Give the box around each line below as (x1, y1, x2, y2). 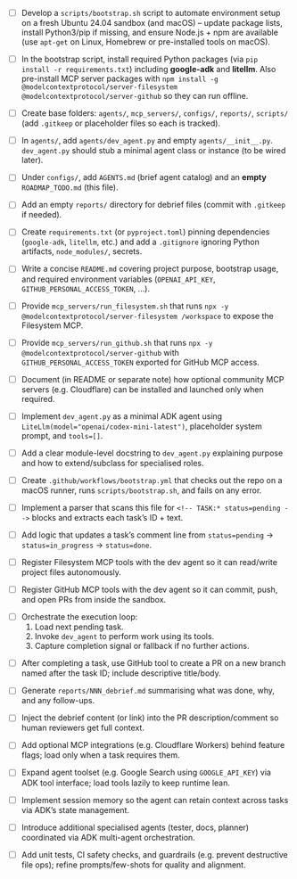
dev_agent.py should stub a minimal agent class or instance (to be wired (21, 145, 286, 156)
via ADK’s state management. (21, 804, 130, 815)
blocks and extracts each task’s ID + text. (31, 512, 184, 522)
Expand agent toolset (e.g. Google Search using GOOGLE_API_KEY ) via (21, 767, 271, 778)
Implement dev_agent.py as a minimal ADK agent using (21, 410, 223, 422)
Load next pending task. (34, 621, 124, 632)
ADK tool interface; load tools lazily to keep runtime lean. (21, 777, 231, 788)
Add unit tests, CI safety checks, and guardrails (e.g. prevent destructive (21, 849, 288, 859)
